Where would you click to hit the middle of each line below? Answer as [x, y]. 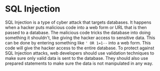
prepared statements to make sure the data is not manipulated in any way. [79, 63]
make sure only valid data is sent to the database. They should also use [77, 58]
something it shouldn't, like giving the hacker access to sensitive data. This [80, 38]
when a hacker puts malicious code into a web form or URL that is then [76, 27]
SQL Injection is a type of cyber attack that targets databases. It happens [78, 22]
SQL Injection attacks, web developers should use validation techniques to [80, 53]
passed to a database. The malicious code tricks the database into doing [78, 32]
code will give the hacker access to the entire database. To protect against [80, 48]
